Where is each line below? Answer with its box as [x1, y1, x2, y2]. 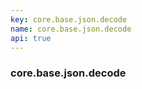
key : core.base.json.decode [10, 14, 128, 25]
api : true [10, 33, 52, 43]
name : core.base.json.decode [10, 24, 132, 34]
